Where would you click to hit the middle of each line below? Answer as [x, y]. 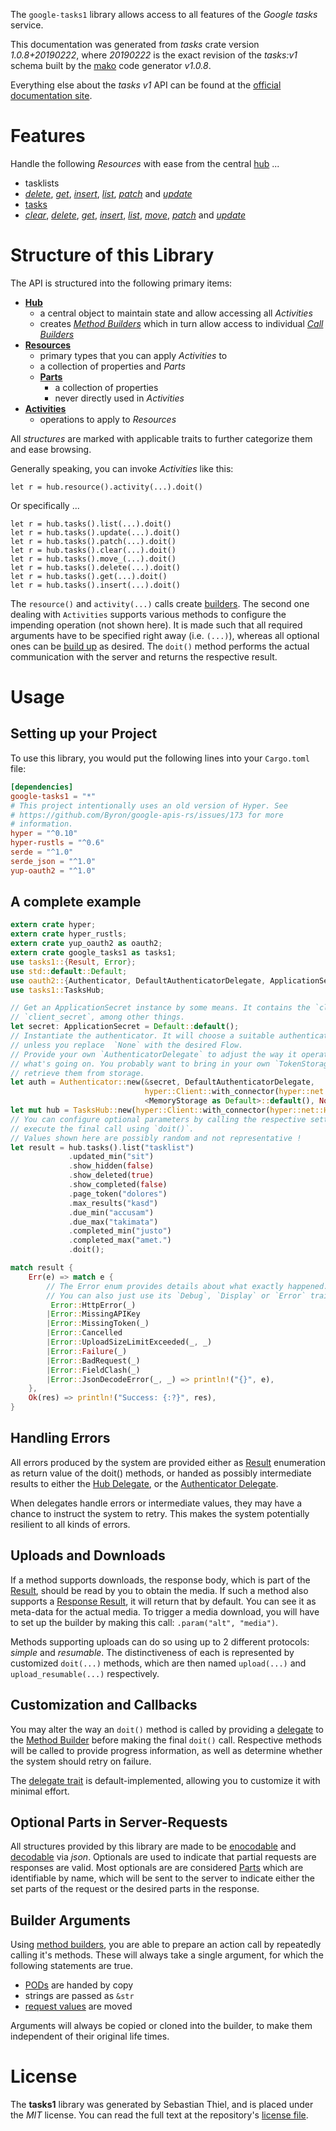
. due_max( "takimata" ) [113, 1222]
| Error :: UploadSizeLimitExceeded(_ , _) [129, 1342]
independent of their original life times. [90, 2036]
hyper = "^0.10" [44, 834]
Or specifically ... [45, 505]
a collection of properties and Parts [112, 366]
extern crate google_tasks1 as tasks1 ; [93, 953]
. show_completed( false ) [118, 1185]
